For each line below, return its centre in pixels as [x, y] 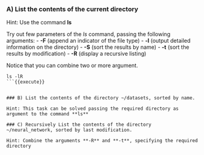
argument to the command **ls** [47, 114]
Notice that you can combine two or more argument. [72, 65]
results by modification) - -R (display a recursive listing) [76, 54]
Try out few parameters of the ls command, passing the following [89, 34]
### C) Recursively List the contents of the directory [79, 125]
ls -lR [15, 77]
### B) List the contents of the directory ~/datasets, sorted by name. [101, 98]
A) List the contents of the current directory [72, 9]
